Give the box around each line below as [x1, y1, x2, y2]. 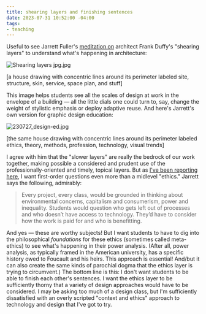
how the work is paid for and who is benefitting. [21, 217, 142, 224]
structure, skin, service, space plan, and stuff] [6, 80, 123, 87]
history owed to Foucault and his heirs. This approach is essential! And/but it [6, 255, 200, 262]
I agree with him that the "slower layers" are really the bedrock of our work [6, 153, 195, 161]
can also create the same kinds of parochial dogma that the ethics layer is [6, 262, 193, 269]
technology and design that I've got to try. [6, 301, 112, 308]
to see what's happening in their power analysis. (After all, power [25, 242, 189, 250]
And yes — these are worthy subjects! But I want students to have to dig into [6, 229, 200, 237]
